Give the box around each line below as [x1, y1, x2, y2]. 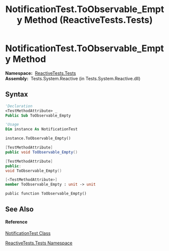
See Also [5, 205, 34, 213]
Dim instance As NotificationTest [5, 127, 78, 132]
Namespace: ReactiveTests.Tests [5, 70, 76, 76]
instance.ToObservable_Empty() [5, 136, 71, 141]
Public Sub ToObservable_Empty [5, 113, 71, 118]
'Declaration [5, 104, 33, 109]
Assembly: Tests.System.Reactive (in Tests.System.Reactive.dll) [5, 75, 141, 81]
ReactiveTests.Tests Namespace [5, 240, 73, 246]
